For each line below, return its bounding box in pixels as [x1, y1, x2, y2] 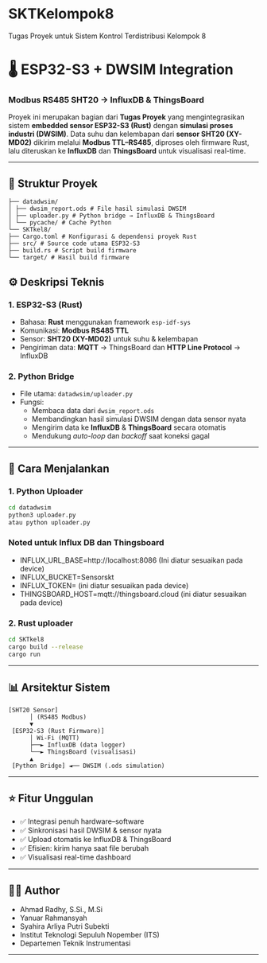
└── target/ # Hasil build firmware [8, 254, 130, 262]
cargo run [8, 650, 41, 658]
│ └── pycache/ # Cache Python [8, 219, 112, 227]
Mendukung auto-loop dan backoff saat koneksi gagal [31, 431, 211, 441]
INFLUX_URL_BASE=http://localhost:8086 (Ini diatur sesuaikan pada [19, 555, 244, 565]
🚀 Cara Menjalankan [8, 462, 110, 475]
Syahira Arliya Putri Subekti [19, 922, 110, 931]
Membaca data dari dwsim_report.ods [31, 406, 155, 415]
